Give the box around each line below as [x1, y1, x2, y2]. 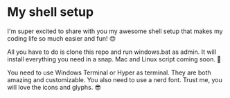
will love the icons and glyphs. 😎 [7, 83, 102, 91]
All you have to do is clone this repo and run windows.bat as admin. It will [7, 48, 217, 56]
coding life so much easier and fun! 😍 [7, 34, 116, 42]
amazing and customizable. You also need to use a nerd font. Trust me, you [7, 75, 223, 84]
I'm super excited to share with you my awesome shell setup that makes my [7, 27, 223, 35]
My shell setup [7, 4, 94, 20]
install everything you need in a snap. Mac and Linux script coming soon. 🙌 [7, 55, 222, 63]
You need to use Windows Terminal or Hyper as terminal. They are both [7, 68, 211, 77]
